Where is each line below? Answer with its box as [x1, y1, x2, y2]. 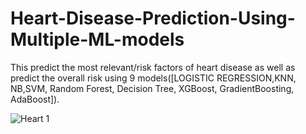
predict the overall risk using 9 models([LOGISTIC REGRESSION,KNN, [10, 72, 297, 84]
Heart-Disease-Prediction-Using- [10, 7, 296, 30]
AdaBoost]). [10, 93, 60, 105]
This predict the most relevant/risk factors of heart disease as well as [10, 61, 296, 73]
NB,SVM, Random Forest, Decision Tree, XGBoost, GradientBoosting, [10, 82, 295, 94]
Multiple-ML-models [10, 28, 185, 51]
